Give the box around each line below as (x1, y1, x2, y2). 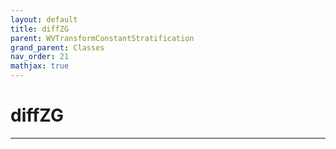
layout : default (10, 14, 78, 25)
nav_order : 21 (10, 52, 70, 62)
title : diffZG (10, 24, 70, 34)
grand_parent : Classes (10, 42, 105, 53)
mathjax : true (10, 61, 70, 71)
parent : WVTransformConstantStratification (10, 33, 195, 43)
